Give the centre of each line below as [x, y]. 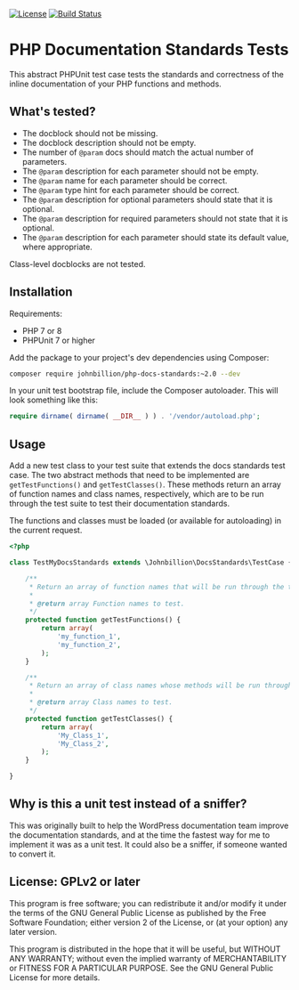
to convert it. [32, 854]
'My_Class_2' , [83, 743]
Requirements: [36, 313]
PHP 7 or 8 [42, 330]
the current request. [46, 531]
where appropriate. [57, 247]
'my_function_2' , [89, 645]
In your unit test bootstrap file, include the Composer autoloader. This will [144, 391]
